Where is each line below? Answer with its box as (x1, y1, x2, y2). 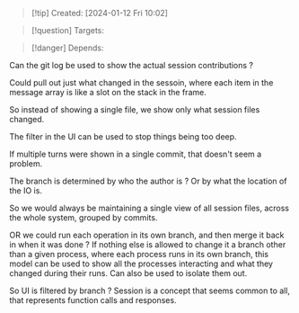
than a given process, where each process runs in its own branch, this (9, 249, 269, 259)
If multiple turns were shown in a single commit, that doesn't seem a (9, 148, 262, 159)
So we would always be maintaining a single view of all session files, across (9, 202, 290, 213)
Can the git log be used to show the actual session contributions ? (9, 60, 254, 70)
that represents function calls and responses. (9, 295, 177, 305)
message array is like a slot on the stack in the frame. (9, 87, 207, 97)
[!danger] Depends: (31, 42, 104, 53)
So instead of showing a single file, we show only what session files (9, 104, 260, 115)
